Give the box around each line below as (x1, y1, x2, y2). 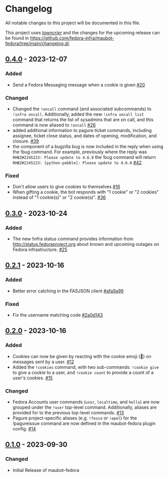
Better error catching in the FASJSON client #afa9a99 (12, 288, 124, 294)
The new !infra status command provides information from (12, 236, 134, 242)
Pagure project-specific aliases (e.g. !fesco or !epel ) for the (12, 415, 137, 421)
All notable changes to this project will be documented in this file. (5, 20, 141, 26)
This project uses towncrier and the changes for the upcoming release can (5, 29, 160, 35)
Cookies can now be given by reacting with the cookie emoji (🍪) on (12, 353, 152, 359)
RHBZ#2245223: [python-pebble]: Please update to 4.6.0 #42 (12, 159, 142, 165)
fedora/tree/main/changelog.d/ (5, 40, 69, 46)
